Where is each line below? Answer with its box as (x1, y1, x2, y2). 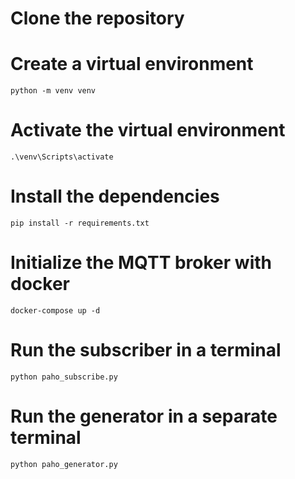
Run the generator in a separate (10, 405, 278, 428)
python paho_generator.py (10, 459, 118, 469)
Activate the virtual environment (10, 119, 286, 142)
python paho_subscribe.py (10, 372, 118, 382)
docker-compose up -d (10, 305, 101, 316)
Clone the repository (10, 7, 185, 30)
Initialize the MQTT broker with (10, 252, 272, 274)
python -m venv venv (10, 86, 97, 96)
